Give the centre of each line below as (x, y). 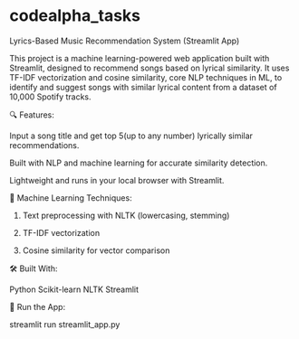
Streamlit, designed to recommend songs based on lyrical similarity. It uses (149, 68)
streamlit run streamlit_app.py (65, 324)
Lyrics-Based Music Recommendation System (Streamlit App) (125, 41)
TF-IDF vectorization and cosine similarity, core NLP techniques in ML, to (146, 77)
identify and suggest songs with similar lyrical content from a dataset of (144, 87)
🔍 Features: (32, 115)
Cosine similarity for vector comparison (96, 250)
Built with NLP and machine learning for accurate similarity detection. (139, 163)
